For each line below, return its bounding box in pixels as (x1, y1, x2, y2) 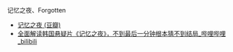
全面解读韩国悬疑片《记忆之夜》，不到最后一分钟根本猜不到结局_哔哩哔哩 (17, 30, 226, 37)
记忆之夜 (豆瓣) (17, 21, 61, 29)
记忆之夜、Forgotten (7, 6, 66, 14)
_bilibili (17, 37, 37, 45)
